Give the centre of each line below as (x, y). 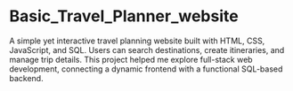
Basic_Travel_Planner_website (124, 16)
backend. (26, 78)
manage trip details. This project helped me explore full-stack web (131, 59)
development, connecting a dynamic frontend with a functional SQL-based (146, 69)
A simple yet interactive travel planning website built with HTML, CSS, (137, 41)
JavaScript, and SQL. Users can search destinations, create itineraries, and (147, 49)
